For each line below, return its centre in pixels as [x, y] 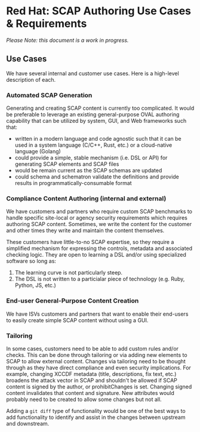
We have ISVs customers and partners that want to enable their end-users [97, 314]
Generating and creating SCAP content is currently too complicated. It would [100, 108]
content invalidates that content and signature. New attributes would [90, 393]
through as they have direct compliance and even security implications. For [99, 368]
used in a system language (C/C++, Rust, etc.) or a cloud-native [93, 145]
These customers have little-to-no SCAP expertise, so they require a [90, 242]
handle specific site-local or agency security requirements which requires [97, 218]
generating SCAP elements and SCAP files [67, 164]
